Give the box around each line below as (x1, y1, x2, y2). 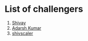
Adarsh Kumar (11, 25, 42, 31)
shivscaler (11, 30, 33, 36)
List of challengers (4, 3, 83, 15)
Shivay (11, 20, 26, 26)
